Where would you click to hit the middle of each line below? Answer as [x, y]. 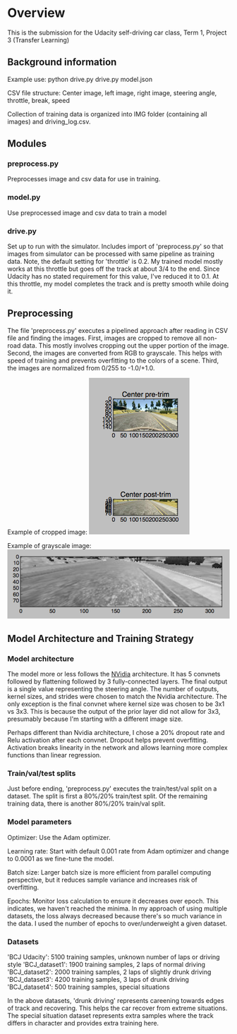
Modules [27, 144]
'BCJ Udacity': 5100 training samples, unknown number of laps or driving [114, 956]
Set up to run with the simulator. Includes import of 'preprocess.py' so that [115, 247]
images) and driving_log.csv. [49, 121]
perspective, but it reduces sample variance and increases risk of [102, 880]
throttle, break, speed [39, 100]
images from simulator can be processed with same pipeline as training [111, 254]
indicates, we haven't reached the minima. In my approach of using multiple [117, 908]
